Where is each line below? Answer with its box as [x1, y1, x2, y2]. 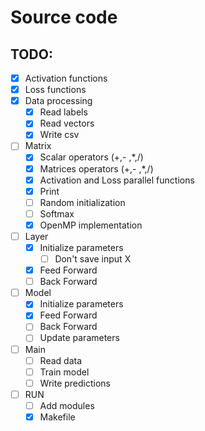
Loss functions [24, 84, 87, 96]
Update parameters [39, 332, 120, 344]
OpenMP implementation [39, 219, 143, 231]
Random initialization [39, 196, 126, 208]
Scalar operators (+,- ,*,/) [39, 151, 144, 163]
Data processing [24, 95, 93, 107]
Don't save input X [54, 253, 132, 265]
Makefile [39, 411, 76, 423]
